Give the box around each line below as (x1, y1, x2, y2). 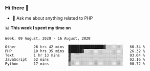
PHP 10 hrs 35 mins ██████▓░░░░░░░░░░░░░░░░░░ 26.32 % (5, 49, 146, 54)
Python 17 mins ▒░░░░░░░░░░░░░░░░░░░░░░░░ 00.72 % (5, 61, 146, 67)
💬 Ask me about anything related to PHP (12, 15, 93, 21)
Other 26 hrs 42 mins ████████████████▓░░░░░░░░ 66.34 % (5, 44, 146, 50)
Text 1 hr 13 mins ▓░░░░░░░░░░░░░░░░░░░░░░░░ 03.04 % (5, 53, 146, 58)
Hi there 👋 (5, 4, 29, 11)
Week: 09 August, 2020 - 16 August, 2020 (5, 36, 91, 41)
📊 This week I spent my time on (5, 25, 71, 31)
